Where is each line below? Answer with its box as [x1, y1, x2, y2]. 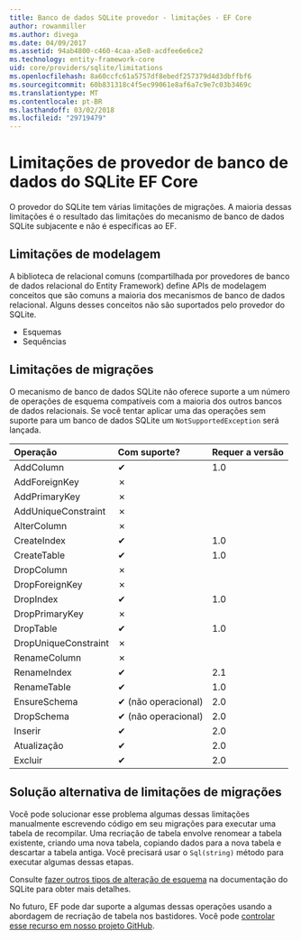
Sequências [22, 335, 67, 347]
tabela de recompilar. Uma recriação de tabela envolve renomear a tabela [9, 827, 282, 838]
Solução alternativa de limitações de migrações [9, 785, 282, 800]
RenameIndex [14, 666, 72, 679]
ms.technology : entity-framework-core [9, 55, 155, 64]
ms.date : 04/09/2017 [9, 38, 87, 48]
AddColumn [14, 461, 65, 473]
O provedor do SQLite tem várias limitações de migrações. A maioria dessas [9, 202, 292, 213]
